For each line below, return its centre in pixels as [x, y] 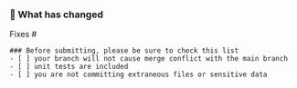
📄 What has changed [56, 15]
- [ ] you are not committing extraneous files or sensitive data [138, 75]
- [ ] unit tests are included [69, 67]
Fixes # [23, 34]
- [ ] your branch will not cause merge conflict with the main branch [148, 59]
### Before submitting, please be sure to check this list [124, 51]
